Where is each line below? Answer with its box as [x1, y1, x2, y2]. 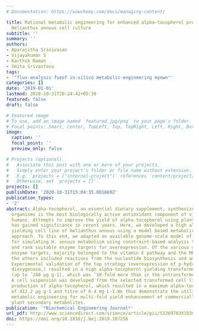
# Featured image [6, 113, 49, 118]
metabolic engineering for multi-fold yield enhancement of [11, 294, 163, 300]
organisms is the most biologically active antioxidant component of [11, 211, 187, 217]
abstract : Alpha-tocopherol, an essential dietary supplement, [6, 205, 166, 212]
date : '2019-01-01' [6, 85, 54, 92]
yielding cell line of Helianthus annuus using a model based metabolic [11, 228, 195, 234]
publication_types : [6, 195, 54, 201]
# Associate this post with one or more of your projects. [6, 162, 161, 168]
